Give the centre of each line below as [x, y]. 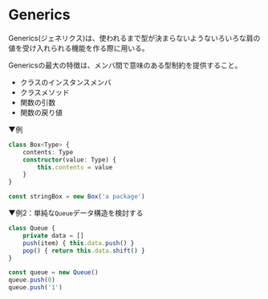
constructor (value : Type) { [69, 160]
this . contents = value [75, 167]
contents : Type [48, 152]
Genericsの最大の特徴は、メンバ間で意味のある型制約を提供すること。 [125, 65]
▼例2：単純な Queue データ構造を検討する [76, 213]
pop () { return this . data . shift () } [84, 251]
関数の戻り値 [41, 112]
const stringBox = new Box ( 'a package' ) [77, 197]
